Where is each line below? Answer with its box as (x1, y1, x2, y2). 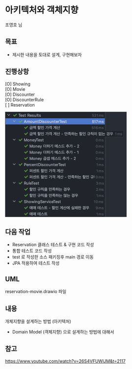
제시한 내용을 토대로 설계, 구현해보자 (12, 51, 82, 57)
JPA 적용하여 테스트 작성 (12, 260, 60, 266)
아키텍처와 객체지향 (5, 4, 79, 16)
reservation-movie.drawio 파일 (5, 289, 67, 295)
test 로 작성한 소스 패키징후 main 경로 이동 (12, 254, 94, 260)
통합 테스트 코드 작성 (12, 248, 52, 254)
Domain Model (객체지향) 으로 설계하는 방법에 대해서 (12, 329, 114, 334)
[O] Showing (5, 81, 30, 87)
